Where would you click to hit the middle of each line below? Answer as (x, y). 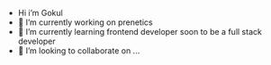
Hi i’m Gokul (40, 13)
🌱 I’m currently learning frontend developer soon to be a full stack (140, 32)
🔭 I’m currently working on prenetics (85, 22)
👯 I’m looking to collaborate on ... (79, 51)
